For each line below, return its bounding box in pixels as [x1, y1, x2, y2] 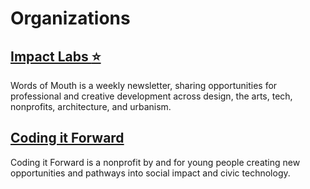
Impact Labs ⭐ [10, 48, 102, 65]
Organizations [10, 7, 131, 30]
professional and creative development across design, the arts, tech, [10, 90, 293, 102]
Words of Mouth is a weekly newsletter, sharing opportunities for [10, 80, 278, 91]
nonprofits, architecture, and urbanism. [10, 101, 172, 112]
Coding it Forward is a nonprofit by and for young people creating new [10, 156, 301, 168]
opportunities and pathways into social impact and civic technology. [10, 167, 291, 179]
